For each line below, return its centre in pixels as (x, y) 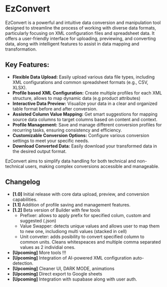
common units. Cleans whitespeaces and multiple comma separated (90, 242)
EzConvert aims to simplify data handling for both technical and (70, 161)
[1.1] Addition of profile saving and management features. (71, 204)
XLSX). (19, 87)
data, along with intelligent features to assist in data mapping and (72, 43)
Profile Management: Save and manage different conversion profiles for (87, 124)
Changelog (23, 182)
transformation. (21, 49)
